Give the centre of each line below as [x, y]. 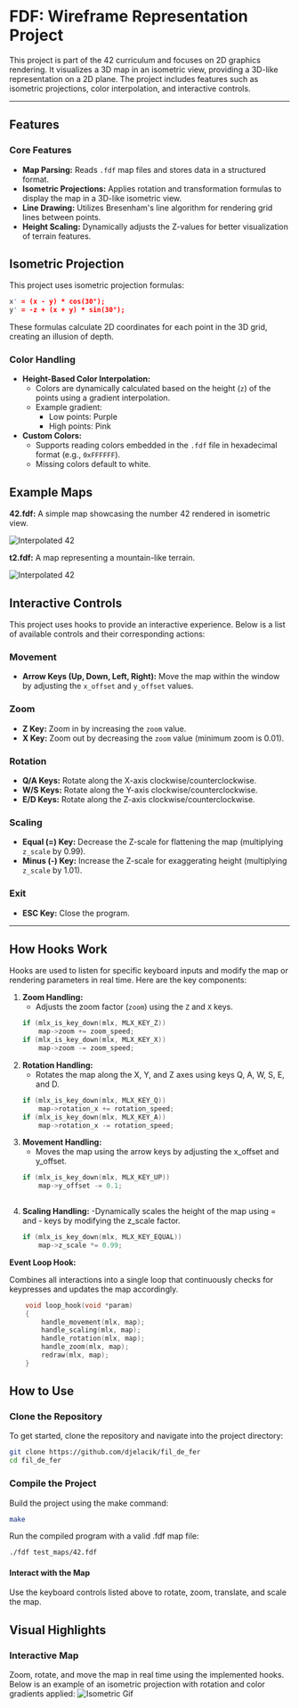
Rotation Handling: [57, 1065]
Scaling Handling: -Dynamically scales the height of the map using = [149, 1211]
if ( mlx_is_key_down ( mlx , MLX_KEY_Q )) [94, 1100]
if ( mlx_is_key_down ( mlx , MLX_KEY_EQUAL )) [102, 1237]
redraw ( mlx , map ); [75, 1355]
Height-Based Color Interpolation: [86, 379]
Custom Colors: [52, 436]
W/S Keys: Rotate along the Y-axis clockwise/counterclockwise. [140, 790]
